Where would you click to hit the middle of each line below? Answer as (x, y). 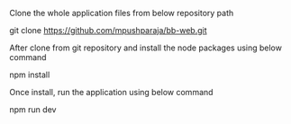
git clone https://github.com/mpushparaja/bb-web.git (108, 30)
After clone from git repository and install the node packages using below (145, 48)
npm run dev (33, 110)
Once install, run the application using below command (111, 92)
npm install (30, 75)
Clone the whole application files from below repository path (122, 13)
